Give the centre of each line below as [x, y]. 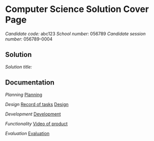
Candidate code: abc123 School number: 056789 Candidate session [76, 33]
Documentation [30, 83]
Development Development [33, 114]
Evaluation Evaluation [27, 133]
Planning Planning [24, 94]
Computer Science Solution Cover [77, 9]
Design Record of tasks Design [37, 104]
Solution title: [19, 66]
